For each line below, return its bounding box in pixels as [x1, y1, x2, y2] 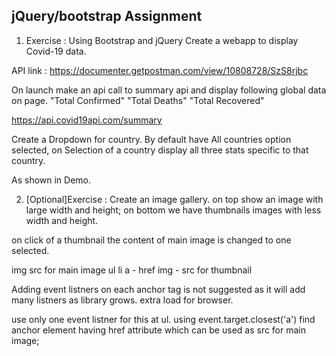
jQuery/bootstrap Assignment [11, 8, 203, 25]
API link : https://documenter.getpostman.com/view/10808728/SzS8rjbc [11, 64, 309, 76]
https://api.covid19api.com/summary [11, 114, 163, 126]
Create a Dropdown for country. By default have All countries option [11, 133, 292, 145]
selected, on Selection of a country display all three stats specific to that [11, 144, 309, 156]
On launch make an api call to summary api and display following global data [11, 84, 327, 96]
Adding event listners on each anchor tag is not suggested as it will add [11, 283, 306, 295]
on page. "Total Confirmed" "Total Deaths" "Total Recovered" [11, 94, 265, 106]
